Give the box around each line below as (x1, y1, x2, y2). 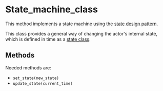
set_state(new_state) (12, 76, 59, 81)
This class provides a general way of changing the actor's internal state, (5, 30, 158, 37)
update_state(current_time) (12, 81, 73, 86)
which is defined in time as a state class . (5, 36, 91, 42)
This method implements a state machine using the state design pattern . (5, 21, 158, 27)
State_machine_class (5, 4, 98, 15)
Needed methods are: (5, 64, 51, 70)
